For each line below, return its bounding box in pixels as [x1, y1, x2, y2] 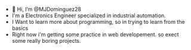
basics [11, 24, 29, 32]
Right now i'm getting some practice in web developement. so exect [11, 31, 179, 38]
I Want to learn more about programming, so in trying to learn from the [11, 18, 185, 25]
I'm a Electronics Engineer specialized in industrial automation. [11, 12, 166, 19]
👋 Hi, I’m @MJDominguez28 [11, 6, 82, 12]
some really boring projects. [11, 37, 81, 44]
